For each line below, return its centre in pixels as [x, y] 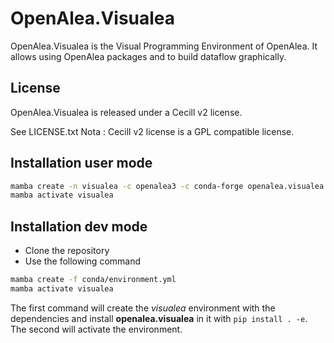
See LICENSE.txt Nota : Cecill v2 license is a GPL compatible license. [152, 131]
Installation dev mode [79, 226]
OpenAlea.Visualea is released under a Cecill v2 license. [126, 112]
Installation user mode [81, 163]
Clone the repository [67, 251]
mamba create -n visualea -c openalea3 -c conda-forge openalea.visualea [167, 186]
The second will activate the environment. [96, 329]
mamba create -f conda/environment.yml [93, 280]
